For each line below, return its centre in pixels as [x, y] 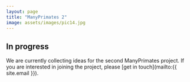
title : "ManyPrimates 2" [37, 17]
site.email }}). [22, 73]
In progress [27, 46]
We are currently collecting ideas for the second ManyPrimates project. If [95, 61]
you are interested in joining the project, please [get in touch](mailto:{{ [91, 67]
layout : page [22, 12]
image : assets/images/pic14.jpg [46, 22]
